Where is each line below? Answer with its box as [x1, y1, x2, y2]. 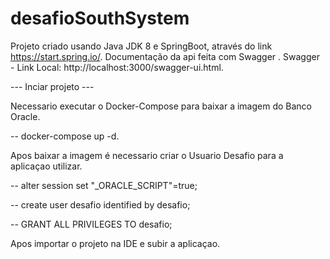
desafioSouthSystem [10, 7, 190, 30]
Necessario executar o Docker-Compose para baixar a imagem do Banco [10, 100, 312, 112]
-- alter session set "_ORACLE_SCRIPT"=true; [10, 179, 198, 191]
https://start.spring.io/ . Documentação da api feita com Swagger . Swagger [10, 50, 320, 62]
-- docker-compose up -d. [10, 130, 120, 142]
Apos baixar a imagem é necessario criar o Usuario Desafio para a [10, 149, 284, 161]
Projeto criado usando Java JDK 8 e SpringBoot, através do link [10, 40, 273, 52]
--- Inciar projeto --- [10, 80, 95, 92]
